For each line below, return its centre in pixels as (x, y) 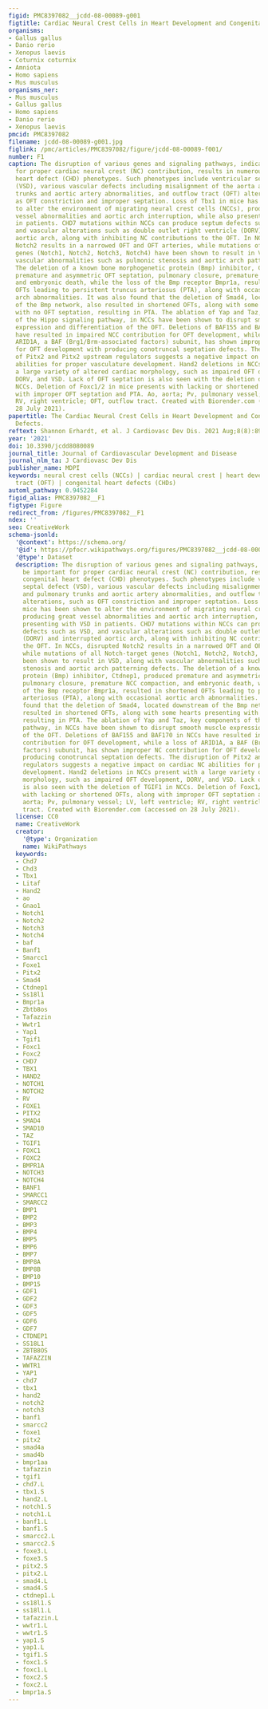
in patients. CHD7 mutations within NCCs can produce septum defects (133, 223)
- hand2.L (32, 1499)
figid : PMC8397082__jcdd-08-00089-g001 (75, 16)
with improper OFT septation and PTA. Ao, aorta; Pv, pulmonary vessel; (139, 394)
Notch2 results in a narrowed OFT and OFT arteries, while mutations (133, 246)
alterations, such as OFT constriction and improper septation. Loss (141, 602)
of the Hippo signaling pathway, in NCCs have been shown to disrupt (133, 320)
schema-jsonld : (33, 535)
